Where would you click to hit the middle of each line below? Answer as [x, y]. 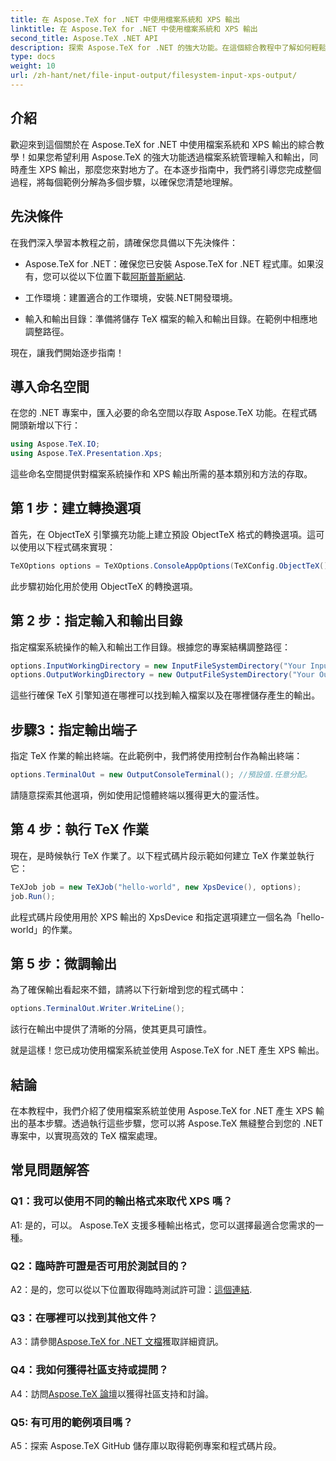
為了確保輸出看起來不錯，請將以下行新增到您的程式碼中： [128, 990]
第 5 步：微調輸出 [64, 963]
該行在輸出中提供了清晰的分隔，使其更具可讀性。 [111, 1029]
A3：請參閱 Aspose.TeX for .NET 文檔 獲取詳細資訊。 [117, 1342]
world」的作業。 [44, 929]
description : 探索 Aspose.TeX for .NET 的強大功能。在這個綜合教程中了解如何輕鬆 [168, 47]
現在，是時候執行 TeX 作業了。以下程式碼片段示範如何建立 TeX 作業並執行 [162, 855]
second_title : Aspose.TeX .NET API [84, 38]
